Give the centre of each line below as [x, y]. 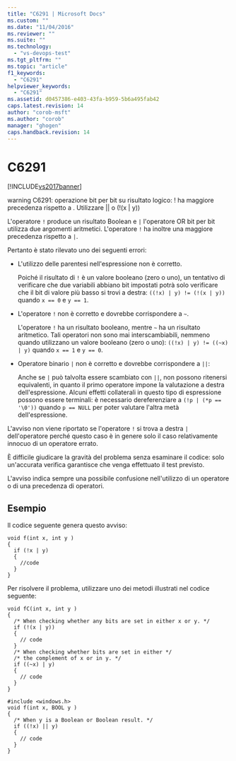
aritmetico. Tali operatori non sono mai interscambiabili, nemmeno [114, 335]
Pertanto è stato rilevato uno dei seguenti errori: [77, 250]
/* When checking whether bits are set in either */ [93, 652]
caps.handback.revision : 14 [49, 132]
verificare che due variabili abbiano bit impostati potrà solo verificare [118, 285]
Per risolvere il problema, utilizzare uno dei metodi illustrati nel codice [108, 589]
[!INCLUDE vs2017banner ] [45, 187]
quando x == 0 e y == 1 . [53, 300]
